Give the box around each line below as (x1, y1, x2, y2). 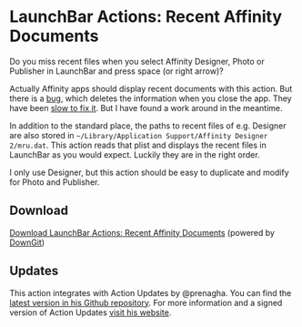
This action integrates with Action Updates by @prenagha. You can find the (9, 287, 292, 298)
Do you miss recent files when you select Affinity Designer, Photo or (9, 56, 266, 66)
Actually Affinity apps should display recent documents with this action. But (9, 83, 293, 94)
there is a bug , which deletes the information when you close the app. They (9, 93, 293, 104)
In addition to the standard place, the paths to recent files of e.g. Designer (9, 120, 287, 131)
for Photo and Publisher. (9, 176, 100, 188)
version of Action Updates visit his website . (9, 307, 172, 318)
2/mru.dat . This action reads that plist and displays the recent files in (9, 139, 267, 150)
